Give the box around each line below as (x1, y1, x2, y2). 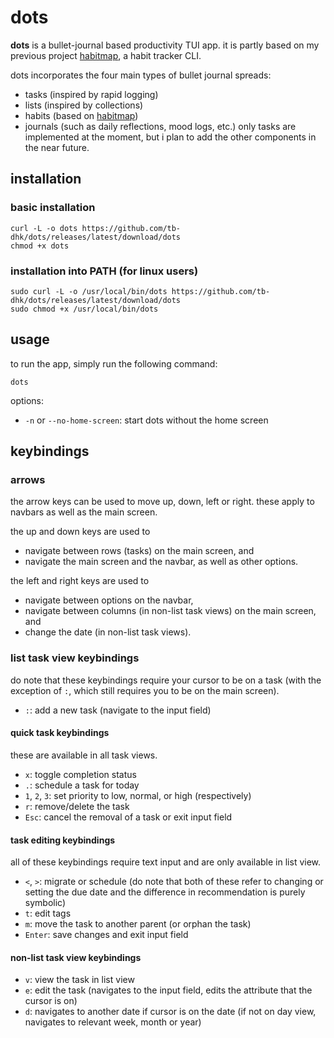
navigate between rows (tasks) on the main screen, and (24, 545, 255, 557)
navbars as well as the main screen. (10, 506, 158, 518)
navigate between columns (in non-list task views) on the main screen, (24, 605, 317, 617)
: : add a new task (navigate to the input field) (24, 704, 212, 716)
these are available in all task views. (10, 749, 158, 761)
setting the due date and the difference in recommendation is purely (24, 886, 306, 898)
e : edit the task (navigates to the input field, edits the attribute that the (24, 984, 313, 996)
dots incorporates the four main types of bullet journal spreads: (10, 69, 272, 81)
